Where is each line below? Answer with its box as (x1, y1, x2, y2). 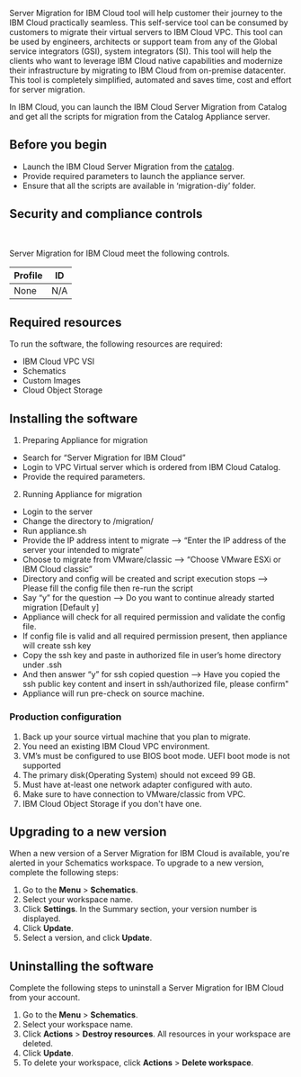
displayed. (22, 913, 61, 924)
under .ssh (22, 659, 63, 670)
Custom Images (22, 376, 81, 386)
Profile (13, 269, 43, 282)
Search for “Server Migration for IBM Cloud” (22, 452, 186, 463)
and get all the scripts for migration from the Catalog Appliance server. (9, 112, 271, 122)
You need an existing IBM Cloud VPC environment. (22, 740, 210, 751)
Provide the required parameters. (22, 472, 146, 483)
